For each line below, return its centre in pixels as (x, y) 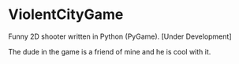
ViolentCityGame (66, 15)
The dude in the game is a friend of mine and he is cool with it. (110, 51)
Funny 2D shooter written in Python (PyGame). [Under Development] (120, 36)
